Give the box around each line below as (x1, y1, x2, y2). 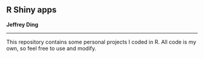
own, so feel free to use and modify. (6, 45, 97, 52)
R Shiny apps (6, 5, 57, 15)
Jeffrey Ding (6, 21, 38, 28)
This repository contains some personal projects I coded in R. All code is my (6, 38, 197, 45)
